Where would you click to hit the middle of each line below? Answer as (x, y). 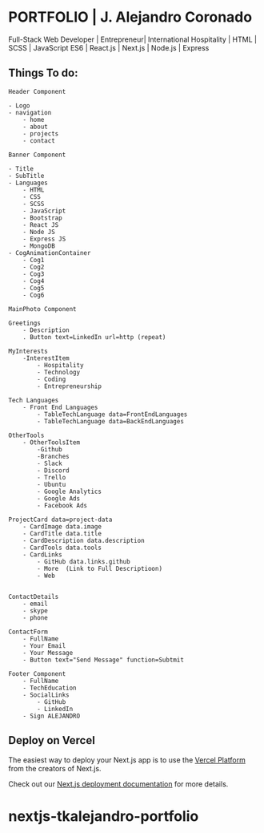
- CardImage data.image (62, 526)
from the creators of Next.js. (55, 768)
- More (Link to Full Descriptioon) (100, 568)
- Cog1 (34, 260)
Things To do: (43, 73)
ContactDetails (34, 596)
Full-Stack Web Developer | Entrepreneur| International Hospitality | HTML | (133, 39)
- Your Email (44, 645)
